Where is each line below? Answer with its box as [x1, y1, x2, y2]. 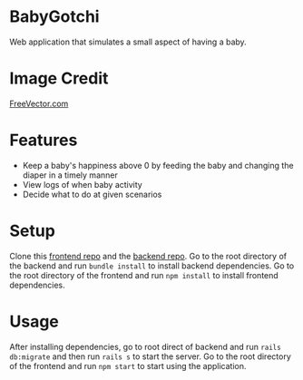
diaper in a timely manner [22, 170, 118, 180]
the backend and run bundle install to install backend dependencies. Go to [9, 260, 295, 271]
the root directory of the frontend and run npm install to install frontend [9, 269, 279, 280]
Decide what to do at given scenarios [22, 189, 162, 200]
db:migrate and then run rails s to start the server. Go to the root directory [9, 351, 292, 362]
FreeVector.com [9, 98, 69, 109]
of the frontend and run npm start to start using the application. [9, 360, 247, 371]
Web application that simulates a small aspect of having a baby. [9, 36, 247, 47]
